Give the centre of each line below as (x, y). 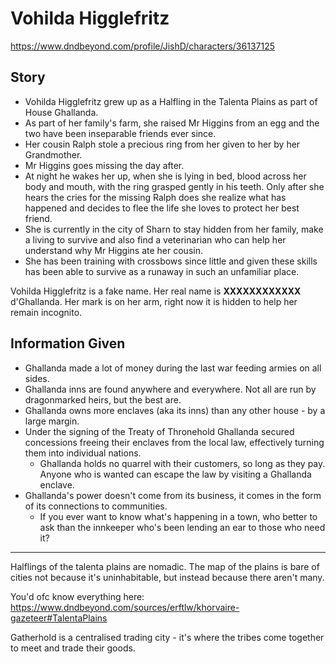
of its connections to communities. (96, 506)
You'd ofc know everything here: (77, 596)
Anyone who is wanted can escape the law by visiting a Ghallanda (175, 474)
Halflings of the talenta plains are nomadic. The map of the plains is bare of (165, 566)
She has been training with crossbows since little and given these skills (171, 261)
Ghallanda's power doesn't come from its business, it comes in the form (173, 495)
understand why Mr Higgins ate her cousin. (113, 250)
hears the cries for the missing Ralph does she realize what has (155, 197)
